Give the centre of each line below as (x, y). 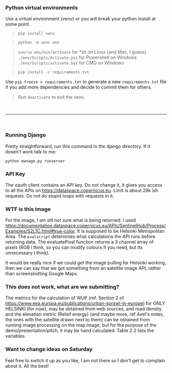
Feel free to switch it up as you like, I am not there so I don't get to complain (85, 360)
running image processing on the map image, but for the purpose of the (81, 325)
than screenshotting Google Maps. (42, 274)
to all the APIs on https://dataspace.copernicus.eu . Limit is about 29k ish (82, 190)
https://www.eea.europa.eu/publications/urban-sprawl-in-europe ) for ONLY (85, 303)
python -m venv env (39, 42)
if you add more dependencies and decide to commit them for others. (79, 87)
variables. (16, 336)
